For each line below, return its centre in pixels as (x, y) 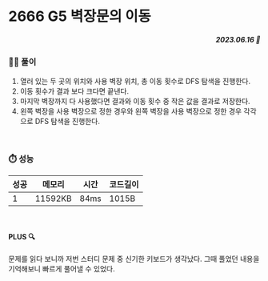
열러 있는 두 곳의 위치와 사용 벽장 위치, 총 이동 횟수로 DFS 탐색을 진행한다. (135, 81)
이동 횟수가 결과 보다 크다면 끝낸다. (74, 91)
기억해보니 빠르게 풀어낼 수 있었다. (62, 269)
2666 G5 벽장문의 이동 (80, 16)
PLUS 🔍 (22, 237)
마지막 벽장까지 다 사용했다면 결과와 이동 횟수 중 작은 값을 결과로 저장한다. (135, 101)
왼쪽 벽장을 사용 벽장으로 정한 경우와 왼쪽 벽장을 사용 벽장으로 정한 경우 (131, 111)
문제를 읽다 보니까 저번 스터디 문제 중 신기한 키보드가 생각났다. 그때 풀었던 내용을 (134, 259)
